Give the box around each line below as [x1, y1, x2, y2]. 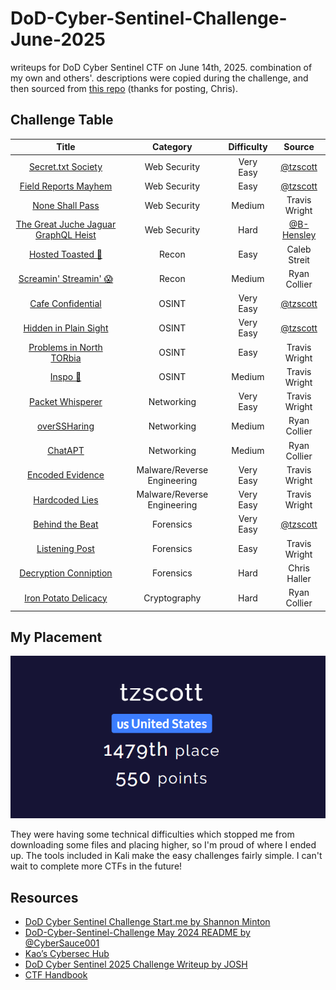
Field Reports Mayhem [19, 180, 113, 192]
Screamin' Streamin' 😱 [18, 273, 114, 285]
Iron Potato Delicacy [24, 592, 108, 604]
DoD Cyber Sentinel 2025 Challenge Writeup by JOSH [24, 958, 248, 971]
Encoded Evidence [26, 469, 105, 481]
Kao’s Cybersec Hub [24, 948, 110, 960]
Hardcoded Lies [33, 493, 99, 506]
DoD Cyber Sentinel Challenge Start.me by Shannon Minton [24, 916, 271, 928]
